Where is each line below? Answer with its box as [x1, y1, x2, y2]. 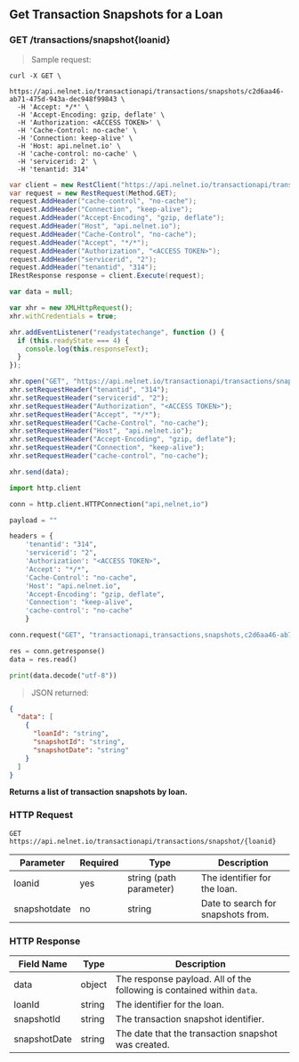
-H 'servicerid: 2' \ [17, 157, 98, 166]
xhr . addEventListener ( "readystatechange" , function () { [9, 328, 225, 336]
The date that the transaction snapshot [115, 1027, 278, 1040]
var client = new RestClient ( [9, 180, 122, 190]
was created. [115, 1039, 171, 1051]
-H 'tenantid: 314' [17, 165, 90, 174]
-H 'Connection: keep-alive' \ [17, 134, 133, 142]
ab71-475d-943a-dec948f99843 [9, 94, 117, 103]
